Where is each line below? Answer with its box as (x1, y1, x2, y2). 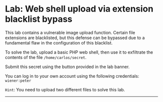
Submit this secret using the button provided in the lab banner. (5, 64, 130, 70)
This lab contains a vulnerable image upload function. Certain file (5, 29, 135, 35)
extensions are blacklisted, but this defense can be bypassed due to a (5, 35, 145, 41)
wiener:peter (5, 78, 32, 83)
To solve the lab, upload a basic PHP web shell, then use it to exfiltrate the (5, 49, 153, 55)
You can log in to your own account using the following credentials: (5, 73, 139, 79)
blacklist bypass (5, 14, 73, 25)
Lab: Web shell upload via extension (5, 3, 154, 15)
